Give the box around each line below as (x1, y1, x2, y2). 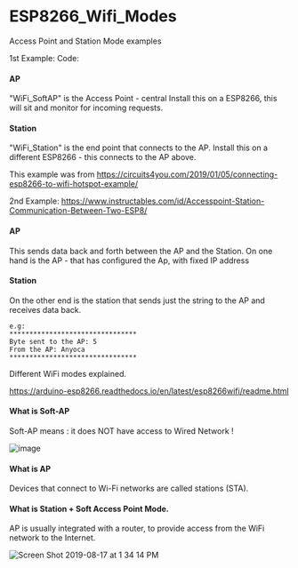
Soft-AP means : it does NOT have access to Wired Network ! (9, 425, 234, 436)
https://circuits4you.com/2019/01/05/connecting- (96, 169, 278, 180)
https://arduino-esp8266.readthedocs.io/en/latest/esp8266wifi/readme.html (9, 385, 289, 396)
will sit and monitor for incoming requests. (9, 102, 164, 113)
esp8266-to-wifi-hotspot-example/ (9, 179, 139, 189)
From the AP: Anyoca (9, 345, 86, 354)
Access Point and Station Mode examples (9, 36, 162, 46)
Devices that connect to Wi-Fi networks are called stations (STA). (9, 483, 249, 494)
